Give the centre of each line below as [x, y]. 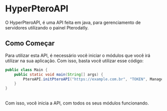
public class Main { [27, 70]
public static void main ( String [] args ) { [59, 74]
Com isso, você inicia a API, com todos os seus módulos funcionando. [77, 103]
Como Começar [30, 44]
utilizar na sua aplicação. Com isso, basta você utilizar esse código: [75, 61]
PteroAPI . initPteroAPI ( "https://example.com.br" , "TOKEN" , [85, 79]
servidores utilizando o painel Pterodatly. [47, 27]
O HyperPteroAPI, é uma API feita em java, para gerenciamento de [73, 22]
